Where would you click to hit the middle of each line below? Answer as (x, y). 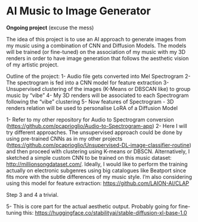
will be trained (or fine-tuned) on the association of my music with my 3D (96, 51)
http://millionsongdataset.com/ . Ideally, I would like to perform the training (97, 164)
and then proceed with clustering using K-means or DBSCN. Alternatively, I (98, 151)
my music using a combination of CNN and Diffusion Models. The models (96, 45)
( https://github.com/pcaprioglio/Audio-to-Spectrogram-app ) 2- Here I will (97, 126)
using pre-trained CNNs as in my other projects (64, 138)
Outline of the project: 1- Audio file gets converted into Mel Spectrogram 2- (98, 76)
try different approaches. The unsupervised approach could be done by (95, 132)
